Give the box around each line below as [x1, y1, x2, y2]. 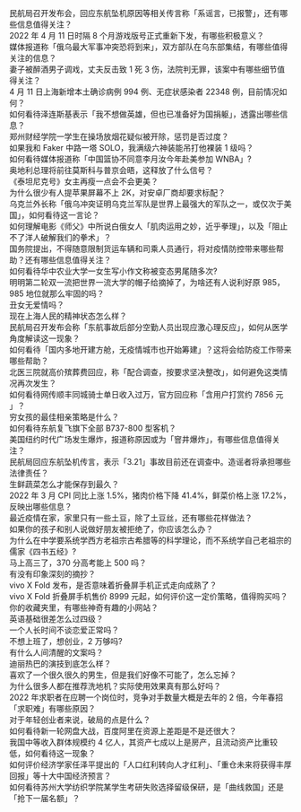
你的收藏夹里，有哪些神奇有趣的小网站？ [9, 602, 159, 613]
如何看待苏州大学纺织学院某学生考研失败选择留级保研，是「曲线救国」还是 [9, 781, 284, 792]
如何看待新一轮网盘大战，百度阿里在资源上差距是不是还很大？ [9, 726, 237, 736]
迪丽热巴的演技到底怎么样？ [9, 659, 112, 668]
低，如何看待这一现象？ [9, 748, 96, 758]
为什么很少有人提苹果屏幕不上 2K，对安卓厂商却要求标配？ [9, 188, 226, 197]
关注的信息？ [9, 53, 56, 63]
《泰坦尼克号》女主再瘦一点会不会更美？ [9, 176, 159, 187]
